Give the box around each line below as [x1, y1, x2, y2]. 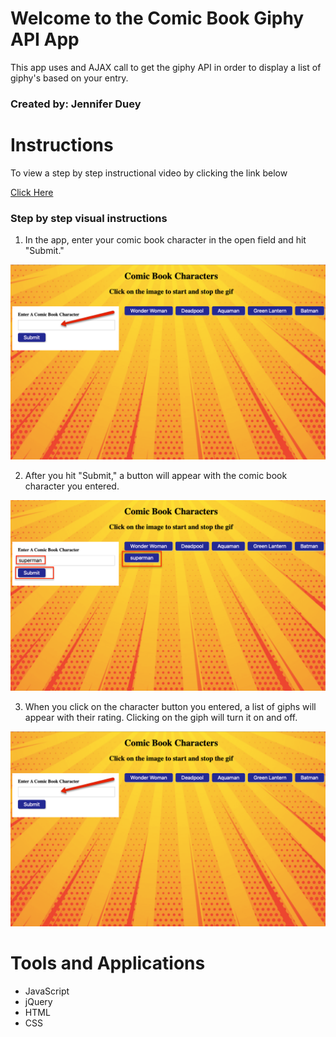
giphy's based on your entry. [10, 72, 129, 84]
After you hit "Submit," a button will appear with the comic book [24, 470, 288, 482]
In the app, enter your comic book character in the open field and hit [24, 234, 307, 246]
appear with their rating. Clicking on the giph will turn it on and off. [24, 711, 298, 723]
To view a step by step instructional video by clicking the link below [10, 167, 288, 179]
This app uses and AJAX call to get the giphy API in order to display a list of [10, 61, 322, 73]
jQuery [24, 995, 53, 1007]
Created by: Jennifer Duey [10, 97, 142, 111]
